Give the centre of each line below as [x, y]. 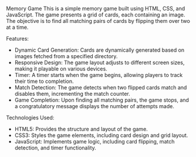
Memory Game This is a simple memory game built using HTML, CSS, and [96, 9]
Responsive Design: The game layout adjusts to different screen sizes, [99, 62]
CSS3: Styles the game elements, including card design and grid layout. [101, 135]
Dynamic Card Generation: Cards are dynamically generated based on [99, 50]
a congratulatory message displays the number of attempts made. [94, 106]
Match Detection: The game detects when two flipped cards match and [101, 87]
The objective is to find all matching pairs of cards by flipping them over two [98, 21]
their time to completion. [44, 81]
